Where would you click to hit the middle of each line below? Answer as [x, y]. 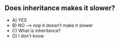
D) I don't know [28, 36]
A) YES [19, 20]
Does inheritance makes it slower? [60, 8]
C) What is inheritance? [36, 30]
